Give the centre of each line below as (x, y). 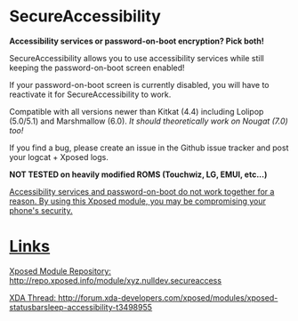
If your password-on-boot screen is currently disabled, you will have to (139, 84)
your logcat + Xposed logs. (59, 156)
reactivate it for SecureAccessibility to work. (90, 94)
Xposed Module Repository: (60, 271)
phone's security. (41, 210)
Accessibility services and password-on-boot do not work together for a (142, 191)
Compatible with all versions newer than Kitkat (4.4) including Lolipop (137, 111)
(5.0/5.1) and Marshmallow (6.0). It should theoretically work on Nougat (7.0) (149, 121)
